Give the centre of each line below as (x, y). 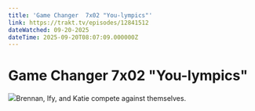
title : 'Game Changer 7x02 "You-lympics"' (80, 15)
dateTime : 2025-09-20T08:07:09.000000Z (73, 37)
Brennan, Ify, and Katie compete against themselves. (101, 98)
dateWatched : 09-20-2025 (49, 30)
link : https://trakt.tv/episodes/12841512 (78, 23)
